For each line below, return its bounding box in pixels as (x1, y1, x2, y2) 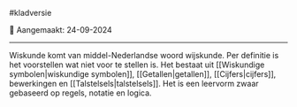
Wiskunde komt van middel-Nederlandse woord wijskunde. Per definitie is (9, 50, 279, 60)
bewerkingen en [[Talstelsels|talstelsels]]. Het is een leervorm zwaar (9, 79, 259, 88)
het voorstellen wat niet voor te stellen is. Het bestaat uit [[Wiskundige (9, 59, 265, 70)
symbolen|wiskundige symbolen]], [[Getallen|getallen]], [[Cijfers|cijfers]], (9, 69, 277, 79)
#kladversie (9, 8, 52, 18)
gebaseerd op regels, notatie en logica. (9, 88, 152, 98)
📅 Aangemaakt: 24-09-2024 (9, 25, 112, 34)
